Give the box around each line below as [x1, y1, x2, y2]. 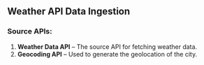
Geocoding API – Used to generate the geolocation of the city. [17, 50, 198, 58]
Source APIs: [7, 27, 52, 36]
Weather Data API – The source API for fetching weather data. [17, 42, 198, 51]
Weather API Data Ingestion [7, 6, 131, 17]
